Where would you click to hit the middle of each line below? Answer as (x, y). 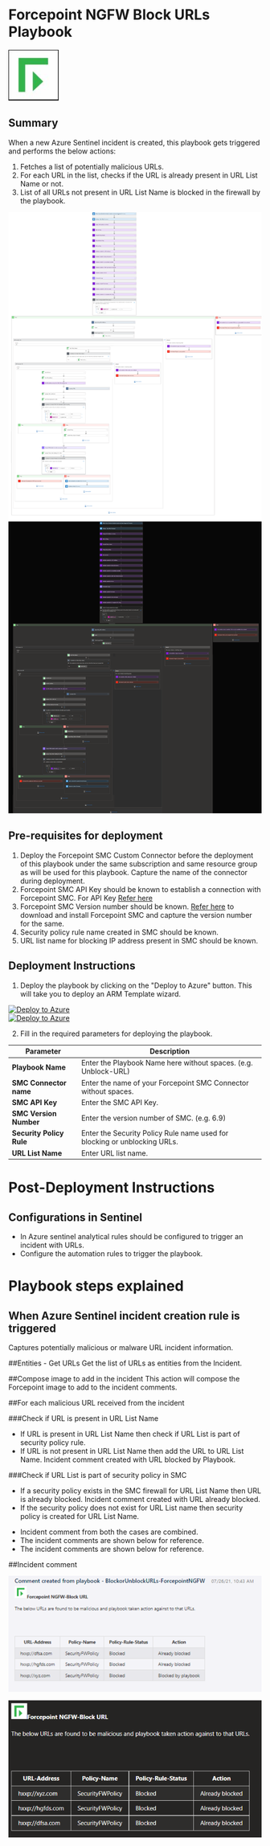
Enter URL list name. (115, 1153)
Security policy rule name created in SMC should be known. (119, 932)
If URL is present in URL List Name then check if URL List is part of (130, 1434)
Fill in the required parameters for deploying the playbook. (116, 1034)
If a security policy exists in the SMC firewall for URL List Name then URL (141, 1491)
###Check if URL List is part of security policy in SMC (98, 1476)
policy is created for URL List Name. (79, 1517)
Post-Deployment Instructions (112, 1188)
